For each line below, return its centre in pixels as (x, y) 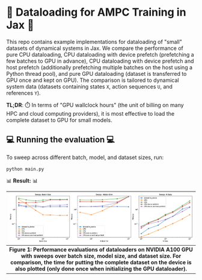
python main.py (25, 169)
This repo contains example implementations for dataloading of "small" (94, 42)
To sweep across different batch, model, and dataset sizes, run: (85, 157)
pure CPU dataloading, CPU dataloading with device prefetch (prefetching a (100, 54)
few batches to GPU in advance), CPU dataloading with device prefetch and (100, 61)
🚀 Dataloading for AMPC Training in (96, 12)
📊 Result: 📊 (22, 181)
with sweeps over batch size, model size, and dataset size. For (101, 256)
